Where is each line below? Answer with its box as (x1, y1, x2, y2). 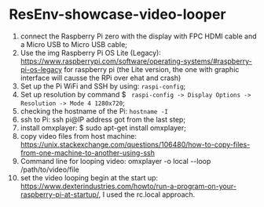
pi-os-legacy (20, 64, 63, 74)
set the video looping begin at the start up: (20, 172, 159, 182)
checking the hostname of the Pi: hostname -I (20, 106, 168, 115)
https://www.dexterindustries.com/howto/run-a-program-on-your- (20, 181, 236, 191)
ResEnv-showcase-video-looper (9, 5, 226, 24)
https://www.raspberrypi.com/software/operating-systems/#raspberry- (20, 56, 252, 66)
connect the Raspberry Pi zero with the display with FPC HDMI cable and (20, 31, 257, 41)
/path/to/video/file (20, 165, 79, 174)
